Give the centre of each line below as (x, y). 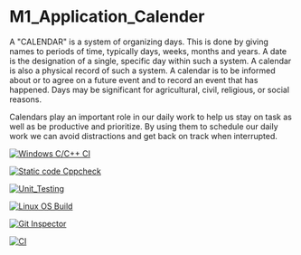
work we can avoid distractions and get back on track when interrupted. (144, 136)
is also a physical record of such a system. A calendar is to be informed (142, 71)
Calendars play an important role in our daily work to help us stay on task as (150, 117)
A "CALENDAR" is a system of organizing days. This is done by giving (139, 42)
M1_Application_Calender (107, 17)
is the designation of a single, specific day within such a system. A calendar (150, 61)
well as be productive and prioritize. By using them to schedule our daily (144, 126)
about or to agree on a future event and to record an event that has (134, 80)
